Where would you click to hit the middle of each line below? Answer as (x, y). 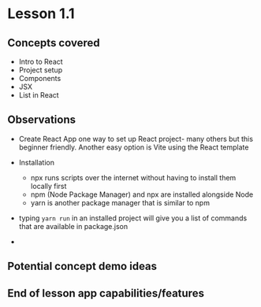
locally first (48, 186)
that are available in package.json (73, 226)
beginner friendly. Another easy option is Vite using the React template (134, 147)
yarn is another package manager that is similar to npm (120, 202)
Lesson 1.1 (41, 14)
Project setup (41, 70)
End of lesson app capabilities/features (106, 293)
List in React (39, 95)
